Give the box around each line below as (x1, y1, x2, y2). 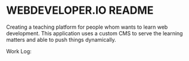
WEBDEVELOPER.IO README (6, 4, 154, 17)
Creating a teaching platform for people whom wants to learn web (6, 23, 168, 30)
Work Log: (6, 47, 32, 54)
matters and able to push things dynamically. (6, 36, 116, 43)
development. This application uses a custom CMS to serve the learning (6, 29, 183, 36)
